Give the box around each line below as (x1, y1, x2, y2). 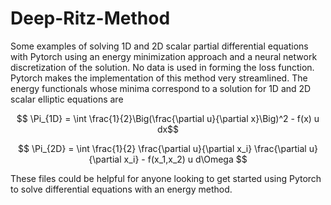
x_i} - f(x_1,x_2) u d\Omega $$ (123, 153, 248, 165)
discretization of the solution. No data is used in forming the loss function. (10, 61, 315, 73)
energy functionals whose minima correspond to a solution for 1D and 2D (10, 82, 312, 94)
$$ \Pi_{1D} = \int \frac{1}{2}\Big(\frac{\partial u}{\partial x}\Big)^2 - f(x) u (16, 112, 320, 124)
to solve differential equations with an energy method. (10, 183, 233, 195)
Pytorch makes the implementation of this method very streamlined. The (10, 72, 308, 84)
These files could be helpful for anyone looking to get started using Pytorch (10, 172, 322, 184)
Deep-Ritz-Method (10, 7, 171, 30)
